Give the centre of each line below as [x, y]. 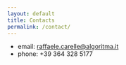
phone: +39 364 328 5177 [55, 54]
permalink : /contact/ [39, 27]
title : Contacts [31, 20]
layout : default [31, 14]
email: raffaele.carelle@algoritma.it [68, 47]
